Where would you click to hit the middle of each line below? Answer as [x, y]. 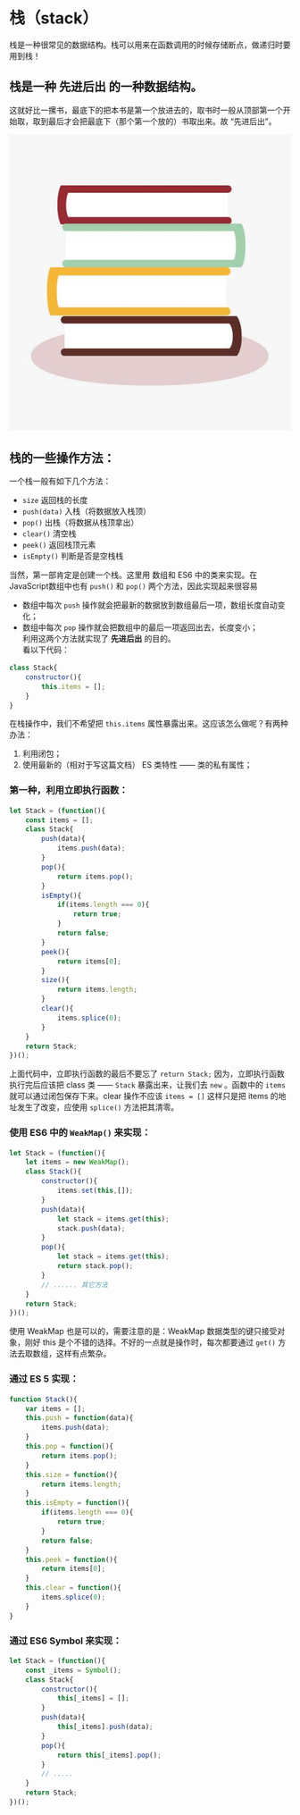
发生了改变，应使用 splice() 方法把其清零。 [98, 1107]
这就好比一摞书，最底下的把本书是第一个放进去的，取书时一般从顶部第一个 [146, 110]
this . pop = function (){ [70, 1447]
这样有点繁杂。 [83, 1354]
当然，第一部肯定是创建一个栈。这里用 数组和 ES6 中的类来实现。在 [133, 575]
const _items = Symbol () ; [74, 1670]
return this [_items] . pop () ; [109, 1755]
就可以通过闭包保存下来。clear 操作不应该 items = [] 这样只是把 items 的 [144, 1097]
